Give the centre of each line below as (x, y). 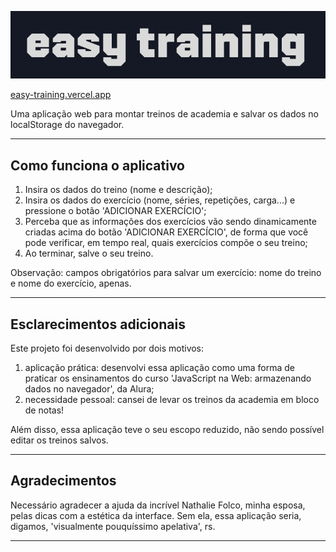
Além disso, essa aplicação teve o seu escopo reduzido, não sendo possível (167, 429)
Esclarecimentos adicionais (98, 324)
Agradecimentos (63, 481)
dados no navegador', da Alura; (89, 388)
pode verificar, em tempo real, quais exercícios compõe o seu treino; (166, 243)
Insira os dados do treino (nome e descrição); (118, 190)
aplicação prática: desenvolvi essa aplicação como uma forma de (160, 367)
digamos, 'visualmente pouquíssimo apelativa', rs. (113, 526)
